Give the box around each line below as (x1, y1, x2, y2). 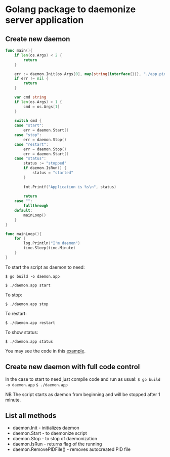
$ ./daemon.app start (5, 283, 51, 288)
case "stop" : (14, 133, 42, 138)
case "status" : (14, 156, 47, 161)
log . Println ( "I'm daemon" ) (23, 241, 80, 246)
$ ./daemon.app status (5, 339, 53, 344)
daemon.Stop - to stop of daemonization (12, 436, 98, 442)
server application (5, 14, 84, 26)
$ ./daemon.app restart (5, 320, 56, 325)
